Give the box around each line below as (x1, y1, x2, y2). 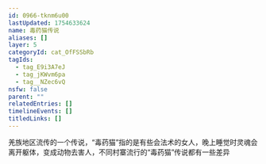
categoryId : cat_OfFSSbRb (8, 48, 94, 56)
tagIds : (8, 56, 34, 64)
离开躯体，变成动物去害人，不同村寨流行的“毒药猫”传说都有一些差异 (8, 147, 230, 157)
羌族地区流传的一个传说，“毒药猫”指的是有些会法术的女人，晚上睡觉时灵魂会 (8, 137, 258, 147)
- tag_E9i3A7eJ (15, 63, 66, 71)
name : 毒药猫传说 (8, 26, 60, 34)
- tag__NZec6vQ (15, 78, 66, 86)
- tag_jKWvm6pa (15, 71, 66, 78)
